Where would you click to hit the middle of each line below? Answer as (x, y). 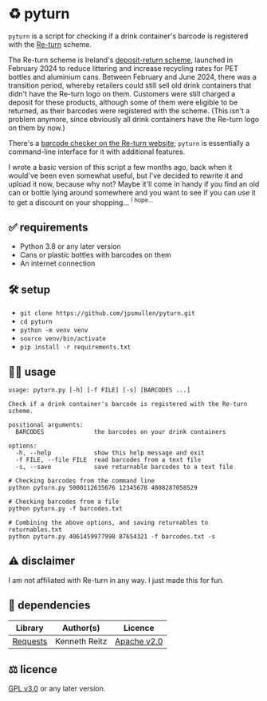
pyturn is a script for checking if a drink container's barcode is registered (128, 36)
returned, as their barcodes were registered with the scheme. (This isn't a (129, 110)
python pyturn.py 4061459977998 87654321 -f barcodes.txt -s (112, 537)
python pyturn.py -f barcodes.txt (66, 509)
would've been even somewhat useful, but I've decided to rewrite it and (126, 175)
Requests (30, 641)
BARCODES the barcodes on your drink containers (121, 432)
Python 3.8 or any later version (70, 246)
